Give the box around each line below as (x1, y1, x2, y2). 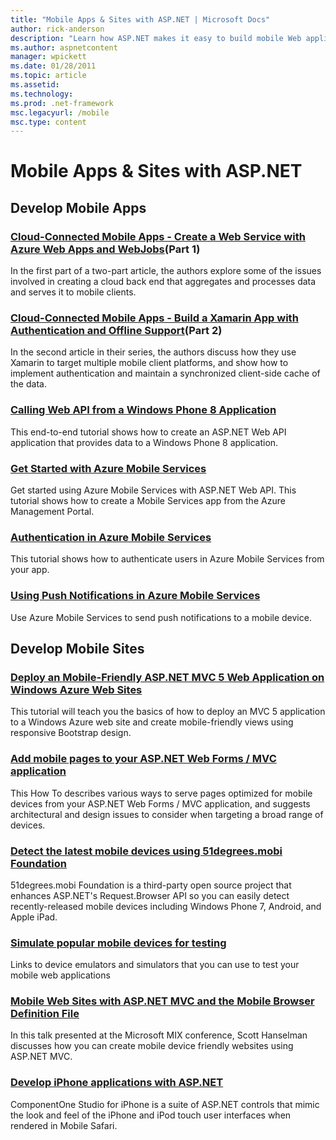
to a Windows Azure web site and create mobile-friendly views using (10, 716, 294, 728)
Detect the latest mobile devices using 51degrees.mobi (10, 844, 283, 858)
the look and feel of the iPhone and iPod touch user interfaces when (10, 1109, 292, 1121)
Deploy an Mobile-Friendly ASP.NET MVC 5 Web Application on (10, 670, 325, 684)
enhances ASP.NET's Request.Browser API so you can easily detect (10, 889, 290, 901)
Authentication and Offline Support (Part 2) (10, 324, 223, 338)
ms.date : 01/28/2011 (10, 61, 97, 71)
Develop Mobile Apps (10, 199, 147, 216)
